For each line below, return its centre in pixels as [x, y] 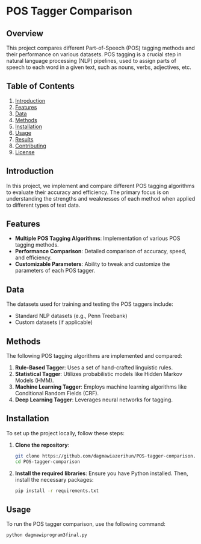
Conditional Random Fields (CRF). [57, 393]
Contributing [30, 146]
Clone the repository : [42, 445]
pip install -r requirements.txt [57, 491]
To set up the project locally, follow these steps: [66, 433]
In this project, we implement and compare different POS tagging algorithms [100, 186]
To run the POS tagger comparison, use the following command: [86, 524]
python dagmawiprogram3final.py [47, 535]
